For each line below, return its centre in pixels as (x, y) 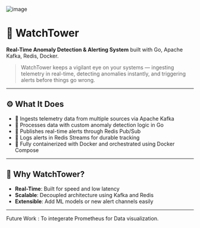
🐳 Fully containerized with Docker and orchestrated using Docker (95, 144)
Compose (27, 150)
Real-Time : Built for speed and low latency (67, 189)
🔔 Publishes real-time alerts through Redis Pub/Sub (78, 131)
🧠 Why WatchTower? (46, 174)
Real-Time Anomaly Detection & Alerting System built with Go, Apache (95, 49)
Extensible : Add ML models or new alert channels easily (84, 201)
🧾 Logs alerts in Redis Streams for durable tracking (77, 137)
